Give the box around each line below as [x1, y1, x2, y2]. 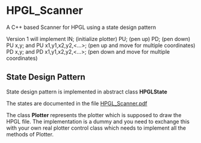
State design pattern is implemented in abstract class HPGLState [6, 88, 167, 95]
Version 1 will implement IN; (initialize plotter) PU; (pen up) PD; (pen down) [6, 35, 191, 42]
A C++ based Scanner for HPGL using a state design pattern [6, 24, 156, 31]
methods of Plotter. [6, 130, 54, 138]
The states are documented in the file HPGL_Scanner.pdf [6, 100, 147, 107]
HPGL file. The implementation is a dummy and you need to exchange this [6, 118, 190, 125]
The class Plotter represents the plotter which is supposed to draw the [6, 111, 182, 118]
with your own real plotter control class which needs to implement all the [6, 124, 187, 132]
